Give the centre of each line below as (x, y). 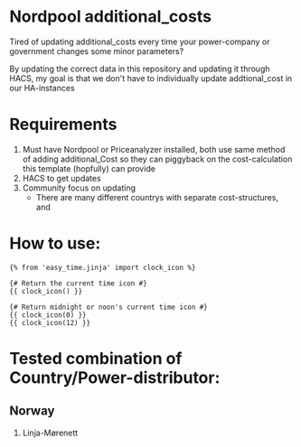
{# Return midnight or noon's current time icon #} (108, 307)
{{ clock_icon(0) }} (48, 315)
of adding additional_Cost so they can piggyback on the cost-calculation (157, 159)
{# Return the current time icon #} (78, 283)
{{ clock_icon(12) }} (50, 322)
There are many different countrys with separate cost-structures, (157, 197)
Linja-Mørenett (50, 433)
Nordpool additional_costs (111, 17)
